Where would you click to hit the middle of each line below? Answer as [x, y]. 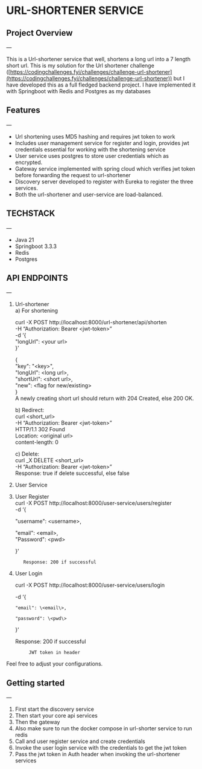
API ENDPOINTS [37, 278]
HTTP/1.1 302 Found [40, 430]
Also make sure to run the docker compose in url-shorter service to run [103, 728]
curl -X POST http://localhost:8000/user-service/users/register [93, 503]
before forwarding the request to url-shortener [73, 175]
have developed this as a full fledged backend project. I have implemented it [101, 85]
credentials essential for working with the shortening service [90, 149]
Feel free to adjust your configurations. [55, 664]
